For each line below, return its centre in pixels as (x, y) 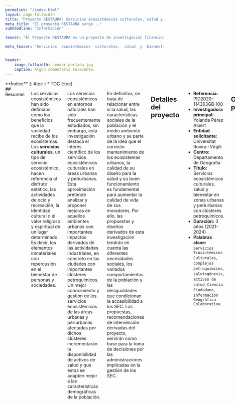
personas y (42, 280)
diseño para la (122, 173)
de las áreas (80, 312)
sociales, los (120, 264)
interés (75, 146)
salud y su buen (124, 178)
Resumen (15, 94)
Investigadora (208, 109)
